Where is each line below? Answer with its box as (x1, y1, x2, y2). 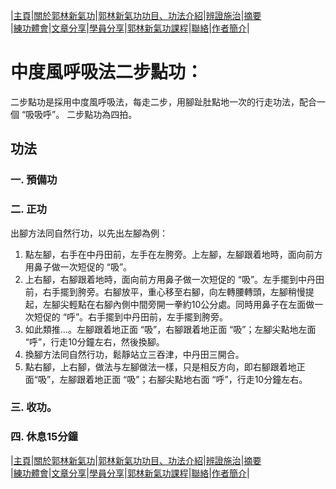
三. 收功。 (10, 400, 58, 414)
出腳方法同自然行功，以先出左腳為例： (10, 227, 168, 239)
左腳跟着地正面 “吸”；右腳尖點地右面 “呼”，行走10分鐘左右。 (59, 373, 308, 385)
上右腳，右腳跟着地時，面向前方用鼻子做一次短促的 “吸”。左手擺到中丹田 (24, 273, 325, 285)
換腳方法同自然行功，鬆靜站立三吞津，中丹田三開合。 (24, 348, 245, 360)
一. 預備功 (10, 173, 58, 187)
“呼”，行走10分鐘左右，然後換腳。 (24, 335, 165, 348)
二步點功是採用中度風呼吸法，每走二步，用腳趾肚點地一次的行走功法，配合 (10, 95, 317, 108)
